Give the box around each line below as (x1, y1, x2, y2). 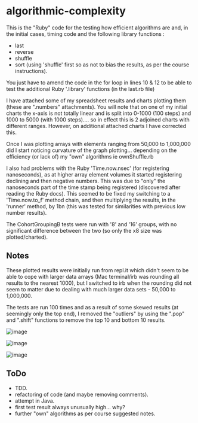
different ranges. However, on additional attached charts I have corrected (6, 122, 187, 129)
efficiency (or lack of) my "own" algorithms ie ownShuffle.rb (6, 153, 154, 160)
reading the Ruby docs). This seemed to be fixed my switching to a (6, 190, 171, 197)
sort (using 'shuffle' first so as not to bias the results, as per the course (14, 61, 190, 68)
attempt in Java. (14, 397, 55, 404)
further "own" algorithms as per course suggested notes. (14, 410, 156, 417)
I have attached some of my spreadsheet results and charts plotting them (6, 97, 187, 104)
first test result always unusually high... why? (14, 403, 125, 410)
